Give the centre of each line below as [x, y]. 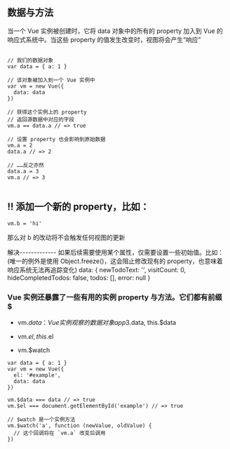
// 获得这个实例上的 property [47, 112]
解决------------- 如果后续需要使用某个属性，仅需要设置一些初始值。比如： [116, 252]
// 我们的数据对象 [31, 60]
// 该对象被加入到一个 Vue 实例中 [51, 80]
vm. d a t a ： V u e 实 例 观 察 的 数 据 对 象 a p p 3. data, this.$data [97, 322]
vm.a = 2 [20, 145]
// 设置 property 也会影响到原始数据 [56, 139]
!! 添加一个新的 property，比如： [78, 207]
